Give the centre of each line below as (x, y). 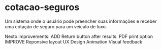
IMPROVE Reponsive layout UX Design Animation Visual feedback (74, 41)
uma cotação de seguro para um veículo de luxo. (56, 26)
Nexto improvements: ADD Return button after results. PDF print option (79, 36)
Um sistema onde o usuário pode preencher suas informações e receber (81, 21)
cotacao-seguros (42, 7)
